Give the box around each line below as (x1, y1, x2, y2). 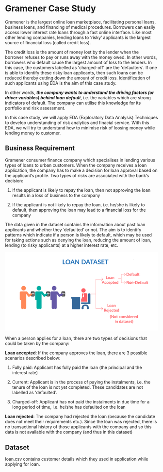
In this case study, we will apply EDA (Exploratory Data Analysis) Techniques (5, 114, 158, 120)
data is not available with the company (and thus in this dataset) (5, 429, 133, 435)
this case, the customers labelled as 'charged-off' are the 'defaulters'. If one (5, 64, 157, 71)
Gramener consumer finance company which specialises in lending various (5, 157, 155, 163)
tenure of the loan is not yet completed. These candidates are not (12, 384, 143, 390)
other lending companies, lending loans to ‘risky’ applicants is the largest (5, 35, 151, 40)
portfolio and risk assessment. (5, 105, 65, 111)
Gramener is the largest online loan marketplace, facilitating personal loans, (5, 19, 156, 25)
